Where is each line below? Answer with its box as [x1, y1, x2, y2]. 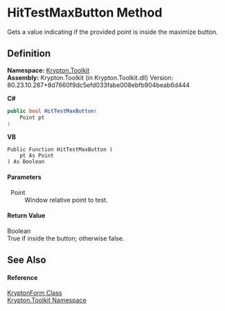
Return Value [7, 211, 46, 220]
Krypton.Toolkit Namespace [7, 296, 87, 305]
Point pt [19, 114, 45, 121]
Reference [7, 273, 38, 281]
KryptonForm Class [7, 289, 62, 297]
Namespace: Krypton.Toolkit [7, 66, 90, 74]
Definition [7, 48, 51, 59]
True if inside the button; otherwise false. [7, 234, 125, 243]
